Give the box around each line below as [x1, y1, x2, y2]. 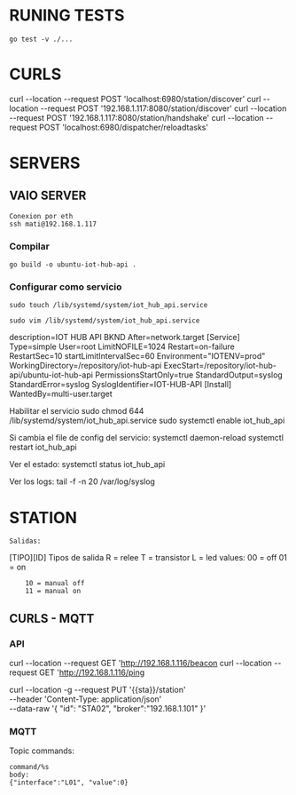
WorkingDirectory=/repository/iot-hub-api [9, 361, 162, 371]
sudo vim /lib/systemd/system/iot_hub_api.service [9, 316, 200, 325]
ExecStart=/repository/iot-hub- [163, 361, 277, 371]
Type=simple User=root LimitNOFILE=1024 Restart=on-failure [9, 341, 235, 352]
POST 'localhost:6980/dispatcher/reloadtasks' [39, 122, 209, 132]
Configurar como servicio [9, 281, 122, 293]
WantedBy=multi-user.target [9, 388, 113, 400]
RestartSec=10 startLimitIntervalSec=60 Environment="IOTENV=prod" [9, 351, 266, 362]
